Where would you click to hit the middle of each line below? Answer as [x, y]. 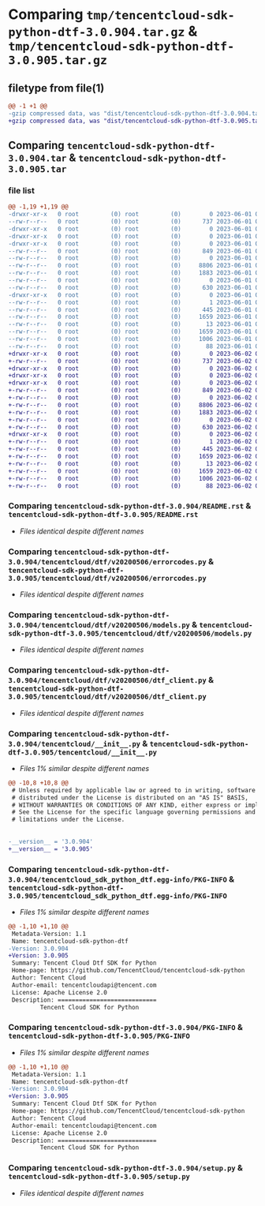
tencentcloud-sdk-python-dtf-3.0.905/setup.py [99, 1177]
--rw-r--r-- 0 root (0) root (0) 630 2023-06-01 [130, 287]
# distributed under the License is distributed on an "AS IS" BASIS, [130, 798]
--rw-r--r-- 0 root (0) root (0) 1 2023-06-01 [130, 302]
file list [22, 190]
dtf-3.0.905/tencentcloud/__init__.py [83, 752]
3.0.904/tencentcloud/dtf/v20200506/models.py [99, 625]
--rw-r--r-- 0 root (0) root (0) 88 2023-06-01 [130, 346]
